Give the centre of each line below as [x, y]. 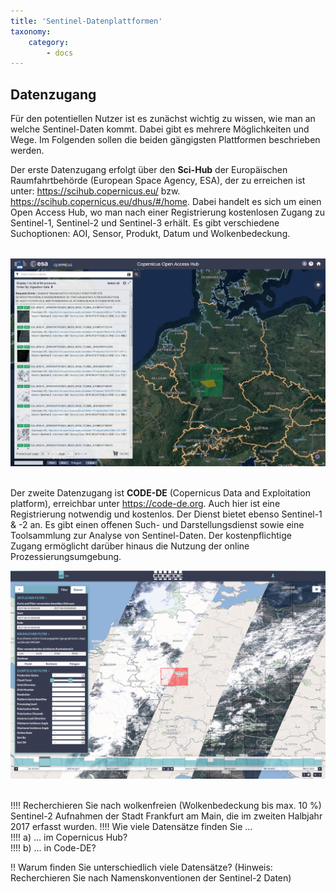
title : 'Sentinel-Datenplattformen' [86, 21]
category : [49, 42]
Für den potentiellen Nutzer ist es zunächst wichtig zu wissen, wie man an [163, 119]
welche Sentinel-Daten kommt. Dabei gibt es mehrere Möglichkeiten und [160, 129]
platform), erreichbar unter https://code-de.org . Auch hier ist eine [145, 504]
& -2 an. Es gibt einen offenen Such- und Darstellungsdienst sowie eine [157, 525]
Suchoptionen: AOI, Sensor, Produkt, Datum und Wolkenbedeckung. [150, 234]
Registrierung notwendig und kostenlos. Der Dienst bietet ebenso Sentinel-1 [166, 514]
